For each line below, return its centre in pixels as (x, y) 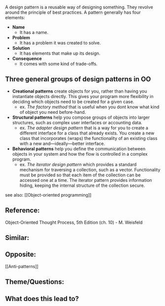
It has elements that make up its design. (60, 53)
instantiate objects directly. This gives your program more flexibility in (83, 96)
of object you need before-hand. (53, 112)
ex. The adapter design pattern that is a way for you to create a (84, 128)
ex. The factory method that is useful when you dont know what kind (89, 107)
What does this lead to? (42, 298)
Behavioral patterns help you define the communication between (79, 149)
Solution (21, 48)
